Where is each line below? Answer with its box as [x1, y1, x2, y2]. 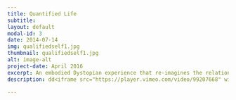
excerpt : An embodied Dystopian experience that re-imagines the [7, 69, 202, 76]
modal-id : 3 [7, 30, 42, 37]
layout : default [7, 23, 55, 30]
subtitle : [7, 17, 37, 24]
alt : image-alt [7, 56, 52, 63]
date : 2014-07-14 [7, 37, 58, 44]
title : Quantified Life [7, 10, 77, 18]
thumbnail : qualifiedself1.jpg [7, 50, 99, 57]
